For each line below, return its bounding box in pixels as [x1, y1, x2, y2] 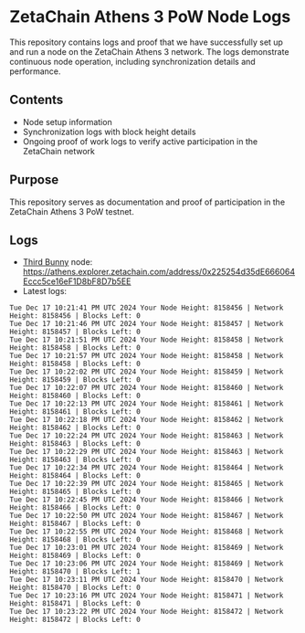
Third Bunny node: [22, 257, 93, 268]
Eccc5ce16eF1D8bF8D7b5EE [22, 276, 131, 287]
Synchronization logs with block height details [22, 126, 196, 137]
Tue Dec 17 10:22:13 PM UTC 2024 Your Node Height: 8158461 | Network [9, 399, 284, 408]
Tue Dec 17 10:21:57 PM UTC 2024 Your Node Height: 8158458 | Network [9, 352, 284, 361]
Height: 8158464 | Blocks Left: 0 [9, 471, 142, 480]
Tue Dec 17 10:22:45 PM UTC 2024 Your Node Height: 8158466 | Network [9, 495, 284, 504]
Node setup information [22, 116, 112, 127]
